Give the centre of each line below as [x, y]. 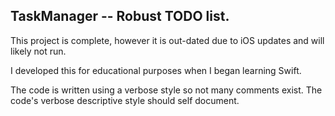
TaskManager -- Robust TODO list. [120, 16]
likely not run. [38, 51]
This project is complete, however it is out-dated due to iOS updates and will [167, 40]
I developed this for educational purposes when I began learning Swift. [156, 70]
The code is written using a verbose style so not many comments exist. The [166, 90]
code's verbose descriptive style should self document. [125, 100]
